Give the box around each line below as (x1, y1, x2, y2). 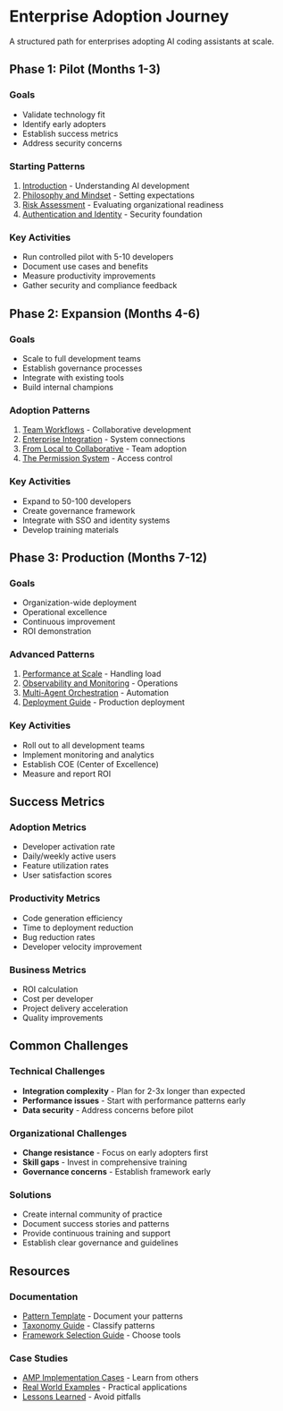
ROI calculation (21, 984, 79, 995)
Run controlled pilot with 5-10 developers (21, 252, 174, 262)
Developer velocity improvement (21, 941, 143, 952)
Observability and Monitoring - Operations (21, 678, 179, 688)
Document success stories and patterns (21, 1219, 170, 1229)
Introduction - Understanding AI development (21, 180, 190, 191)
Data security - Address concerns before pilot (21, 1104, 194, 1116)
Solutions (9, 1188, 52, 1201)
